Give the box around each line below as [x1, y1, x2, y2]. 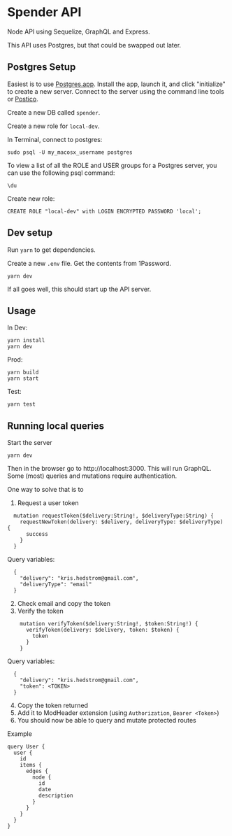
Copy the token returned [17, 701, 89, 710]
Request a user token [17, 499, 79, 507]
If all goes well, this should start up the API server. [7, 285, 152, 293]
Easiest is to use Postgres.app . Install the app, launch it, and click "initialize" [7, 80, 226, 88]
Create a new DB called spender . [7, 108, 101, 116]
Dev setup [7, 227, 53, 239]
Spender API [7, 4, 82, 20]
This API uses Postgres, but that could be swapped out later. [7, 41, 182, 49]
